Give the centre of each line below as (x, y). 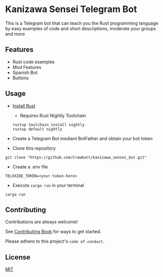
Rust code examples (34, 62)
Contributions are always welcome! (42, 222)
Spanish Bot (25, 72)
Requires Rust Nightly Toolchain (53, 115)
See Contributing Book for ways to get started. (53, 232)
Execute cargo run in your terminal (48, 185)
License (18, 257)
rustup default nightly (37, 129)
